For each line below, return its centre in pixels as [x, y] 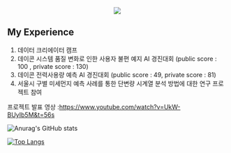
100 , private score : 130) [53, 66]
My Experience [41, 32]
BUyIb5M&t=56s [31, 115]
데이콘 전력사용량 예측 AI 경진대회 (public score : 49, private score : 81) [117, 74]
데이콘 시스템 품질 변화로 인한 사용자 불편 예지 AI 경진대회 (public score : [117, 58]
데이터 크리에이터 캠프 [47, 50]
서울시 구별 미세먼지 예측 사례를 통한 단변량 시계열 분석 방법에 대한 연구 [114, 83]
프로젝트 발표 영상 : [33, 106]
